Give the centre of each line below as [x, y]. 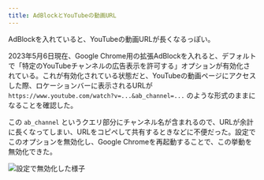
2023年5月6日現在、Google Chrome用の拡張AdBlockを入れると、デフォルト [132, 55]
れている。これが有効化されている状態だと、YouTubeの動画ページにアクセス [132, 75]
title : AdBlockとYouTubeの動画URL [62, 15]
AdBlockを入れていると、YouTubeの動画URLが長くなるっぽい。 [112, 39]
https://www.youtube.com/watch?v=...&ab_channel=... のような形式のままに [132, 95]
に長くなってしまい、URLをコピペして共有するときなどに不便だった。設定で [132, 132]
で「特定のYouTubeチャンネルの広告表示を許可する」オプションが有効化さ [129, 66]
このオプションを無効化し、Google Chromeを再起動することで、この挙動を [130, 141]
